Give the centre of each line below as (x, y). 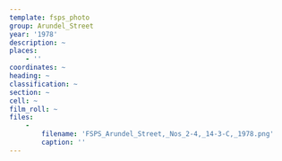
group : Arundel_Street (51, 26)
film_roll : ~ (34, 109)
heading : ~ (30, 76)
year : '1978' (34, 34)
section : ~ (30, 92)
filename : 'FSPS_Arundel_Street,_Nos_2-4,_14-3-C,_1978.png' (158, 134)
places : (24, 51)
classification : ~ (43, 84)
